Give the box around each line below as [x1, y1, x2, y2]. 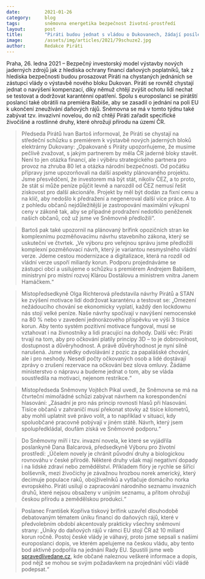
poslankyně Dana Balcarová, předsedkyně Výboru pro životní [21, 443, 176, 451]
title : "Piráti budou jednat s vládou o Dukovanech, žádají [6, 32, 182, 38]
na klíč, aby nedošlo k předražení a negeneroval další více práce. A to [21, 195, 196, 202]
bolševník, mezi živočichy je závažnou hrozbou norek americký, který [21, 469, 196, 476]
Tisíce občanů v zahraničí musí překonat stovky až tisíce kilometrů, [21, 406, 190, 413]
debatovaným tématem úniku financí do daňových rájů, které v [21, 514, 179, 521]
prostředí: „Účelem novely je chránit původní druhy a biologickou [21, 450, 185, 457]
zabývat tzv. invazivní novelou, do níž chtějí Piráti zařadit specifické [6, 111, 176, 119]
